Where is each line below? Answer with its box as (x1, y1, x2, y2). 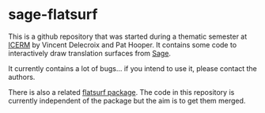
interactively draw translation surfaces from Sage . (8, 48, 172, 58)
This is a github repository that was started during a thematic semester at (8, 32, 248, 41)
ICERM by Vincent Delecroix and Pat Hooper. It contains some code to (8, 40, 237, 49)
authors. (8, 72, 36, 81)
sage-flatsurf (8, 6, 98, 24)
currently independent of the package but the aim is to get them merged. (8, 96, 246, 105)
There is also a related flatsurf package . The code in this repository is (8, 87, 235, 96)
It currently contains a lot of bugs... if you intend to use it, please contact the (8, 63, 257, 73)
